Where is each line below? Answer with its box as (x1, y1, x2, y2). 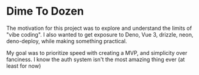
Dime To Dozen (6, 4, 84, 18)
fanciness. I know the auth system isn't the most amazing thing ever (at (6, 55, 185, 63)
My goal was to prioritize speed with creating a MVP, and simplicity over (6, 49, 187, 56)
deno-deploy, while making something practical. (6, 37, 127, 45)
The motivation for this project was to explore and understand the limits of (6, 24, 192, 32)
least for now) (6, 62, 41, 70)
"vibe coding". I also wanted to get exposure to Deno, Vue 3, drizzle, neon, (6, 30, 194, 38)
